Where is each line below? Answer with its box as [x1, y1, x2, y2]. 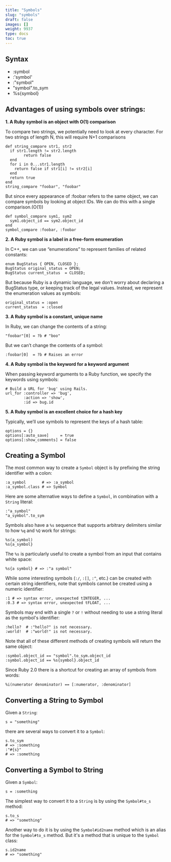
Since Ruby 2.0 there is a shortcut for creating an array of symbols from [5, 667, 157, 673]
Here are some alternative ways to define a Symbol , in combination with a [5, 494, 158, 500]
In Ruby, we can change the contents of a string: [5, 323, 107, 330]
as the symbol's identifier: [5, 615, 60, 621]
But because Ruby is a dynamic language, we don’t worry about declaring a [5, 279, 164, 285]
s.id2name [5, 847, 27, 852]
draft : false [5, 17, 33, 22]
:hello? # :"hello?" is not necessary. [5, 624, 93, 630]
